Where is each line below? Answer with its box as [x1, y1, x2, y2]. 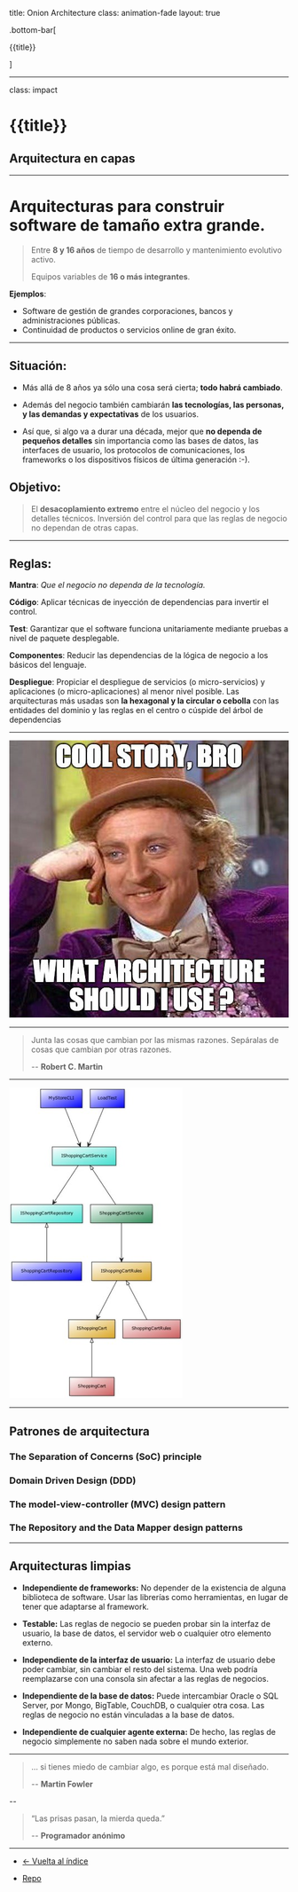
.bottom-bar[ [9, 25, 57, 35]
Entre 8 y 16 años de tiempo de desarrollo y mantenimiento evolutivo [30, 244, 282, 255]
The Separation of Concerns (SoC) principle [9, 1450, 202, 1463]
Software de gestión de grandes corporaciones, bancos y [21, 305, 233, 316]
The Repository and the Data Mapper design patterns [9, 1521, 244, 1534]
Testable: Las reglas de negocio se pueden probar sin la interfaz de [21, 1618, 271, 1629]
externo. [21, 1637, 53, 1648]
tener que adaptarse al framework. [21, 1601, 149, 1612]
